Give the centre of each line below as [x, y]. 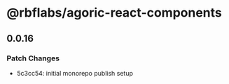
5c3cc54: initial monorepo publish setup [75, 73]
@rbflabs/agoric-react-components [114, 13]
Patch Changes [33, 58]
